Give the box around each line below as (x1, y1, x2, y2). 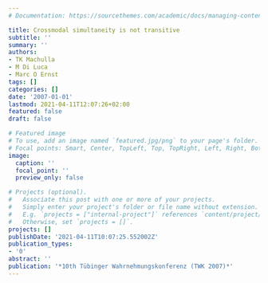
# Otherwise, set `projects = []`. (8, 218, 134, 226)
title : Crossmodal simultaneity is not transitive (8, 26, 180, 34)
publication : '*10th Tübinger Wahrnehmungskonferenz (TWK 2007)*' (8, 262, 234, 270)
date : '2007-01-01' (8, 92, 73, 100)
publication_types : (8, 240, 73, 248)
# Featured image (8, 129, 66, 138)
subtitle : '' (8, 33, 52, 41)
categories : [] (8, 85, 59, 93)
